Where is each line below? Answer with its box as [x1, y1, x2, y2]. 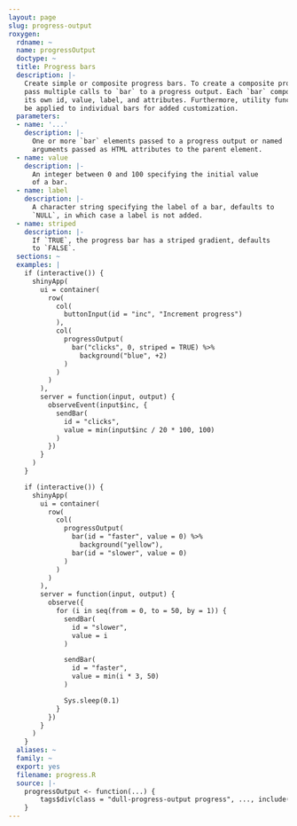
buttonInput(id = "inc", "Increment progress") [64, 310, 243, 319]
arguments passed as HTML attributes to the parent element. [31, 145, 263, 153]
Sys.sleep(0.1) [64, 696, 121, 705]
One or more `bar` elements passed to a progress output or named [31, 137, 283, 146]
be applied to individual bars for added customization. [24, 104, 239, 113]
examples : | [16, 261, 61, 270]
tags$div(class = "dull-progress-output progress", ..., [40, 795, 254, 804]
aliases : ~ [16, 746, 57, 755]
